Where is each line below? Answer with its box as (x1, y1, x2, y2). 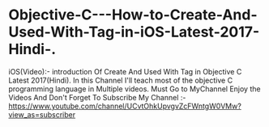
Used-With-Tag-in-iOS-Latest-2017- (8, 23, 260, 41)
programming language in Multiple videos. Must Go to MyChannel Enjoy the (8, 83, 261, 94)
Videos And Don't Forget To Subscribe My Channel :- (8, 92, 186, 102)
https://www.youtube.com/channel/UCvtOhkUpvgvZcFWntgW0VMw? (8, 101, 241, 111)
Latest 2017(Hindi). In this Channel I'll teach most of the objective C (8, 75, 233, 85)
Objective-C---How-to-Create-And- (8, 6, 258, 24)
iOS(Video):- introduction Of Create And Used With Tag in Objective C (8, 66, 242, 76)
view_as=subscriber (8, 109, 75, 119)
